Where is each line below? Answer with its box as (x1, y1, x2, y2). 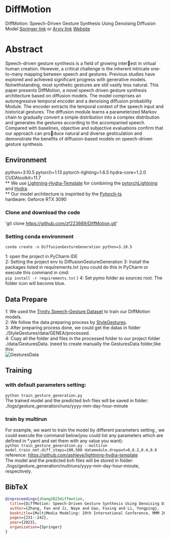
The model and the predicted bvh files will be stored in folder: (5, 457, 134, 463)
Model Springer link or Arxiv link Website (5, 25, 90, 31)
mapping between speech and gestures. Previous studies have (24, 71, 155, 77)
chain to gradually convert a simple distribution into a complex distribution (5, 114, 160, 120)
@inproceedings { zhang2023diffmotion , (5, 496, 85, 501)
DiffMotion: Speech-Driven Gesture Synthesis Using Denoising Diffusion (5, 20, 156, 26)
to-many (5, 71, 23, 77)
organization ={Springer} (10, 525, 62, 530)
